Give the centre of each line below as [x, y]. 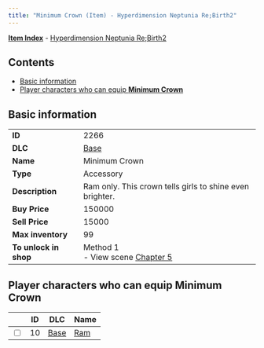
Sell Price [30, 222]
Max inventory [40, 235]
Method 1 [101, 247]
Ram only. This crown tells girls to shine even [166, 187]
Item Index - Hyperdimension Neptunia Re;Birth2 [87, 38]
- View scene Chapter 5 [128, 258]
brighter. [99, 196]
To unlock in [35, 247]
